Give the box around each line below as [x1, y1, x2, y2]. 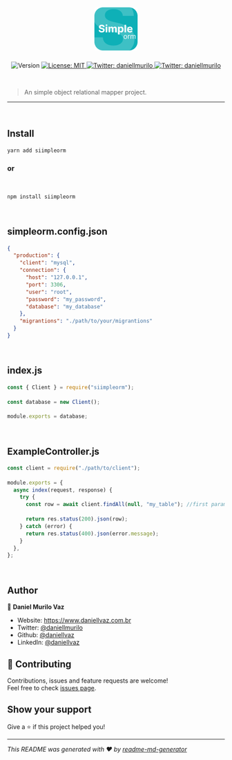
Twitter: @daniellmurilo [17, 623, 83, 632]
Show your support [7, 704, 92, 716]
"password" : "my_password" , [25, 295, 107, 303]
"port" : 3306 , [25, 281, 67, 288]
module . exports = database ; [7, 413, 88, 420]
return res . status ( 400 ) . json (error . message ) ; [25, 530, 159, 537]
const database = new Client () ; [7, 398, 100, 405]
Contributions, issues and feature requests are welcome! [7, 676, 168, 685]
